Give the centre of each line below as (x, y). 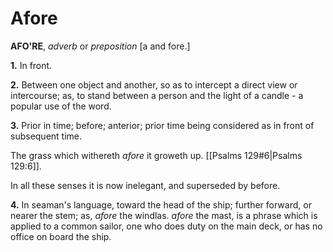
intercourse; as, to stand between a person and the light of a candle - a (157, 95)
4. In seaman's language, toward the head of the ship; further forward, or (161, 204)
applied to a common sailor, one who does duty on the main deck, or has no (166, 226)
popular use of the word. (61, 106)
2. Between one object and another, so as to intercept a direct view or (154, 84)
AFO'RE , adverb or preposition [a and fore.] (100, 46)
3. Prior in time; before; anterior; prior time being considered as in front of (162, 125)
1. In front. (31, 65)
